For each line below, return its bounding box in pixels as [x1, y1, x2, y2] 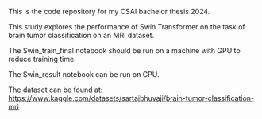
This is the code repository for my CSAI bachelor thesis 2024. [8, 7, 210, 16]
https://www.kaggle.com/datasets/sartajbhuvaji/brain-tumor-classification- [8, 94, 255, 102]
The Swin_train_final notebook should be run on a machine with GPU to [8, 46, 241, 55]
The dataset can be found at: [8, 85, 103, 94]
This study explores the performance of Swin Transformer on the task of [8, 22, 245, 31]
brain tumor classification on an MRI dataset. [8, 31, 155, 40]
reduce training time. [8, 55, 77, 63]
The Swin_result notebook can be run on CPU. [8, 70, 160, 79]
